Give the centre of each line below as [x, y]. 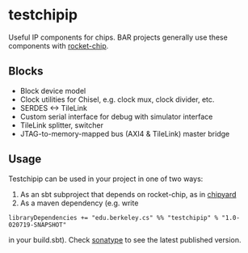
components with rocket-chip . [59, 45]
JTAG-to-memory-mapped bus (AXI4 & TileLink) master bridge [125, 133]
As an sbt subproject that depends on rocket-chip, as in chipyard [128, 194]
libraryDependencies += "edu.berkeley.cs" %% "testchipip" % [113, 217]
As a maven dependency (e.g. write [79, 203]
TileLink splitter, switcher [61, 125]
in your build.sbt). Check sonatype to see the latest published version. [125, 239]
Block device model [53, 91]
